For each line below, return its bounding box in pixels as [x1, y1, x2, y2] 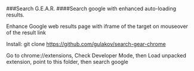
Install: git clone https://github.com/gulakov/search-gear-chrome [6, 41, 166, 47]
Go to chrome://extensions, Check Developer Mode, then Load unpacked [6, 52, 187, 59]
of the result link [6, 29, 47, 36]
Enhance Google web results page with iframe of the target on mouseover [6, 23, 189, 30]
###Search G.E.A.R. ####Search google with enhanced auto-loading [6, 5, 177, 12]
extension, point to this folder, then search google [6, 59, 128, 65]
